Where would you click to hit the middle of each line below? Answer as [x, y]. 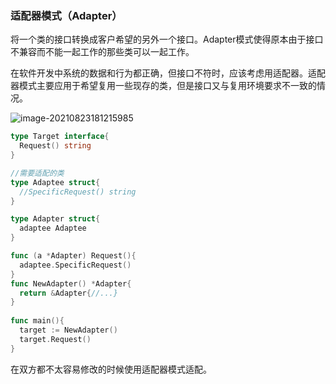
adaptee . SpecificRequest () [75, 265]
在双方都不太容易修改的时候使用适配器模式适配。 [111, 369]
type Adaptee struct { [55, 182]
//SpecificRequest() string [78, 192]
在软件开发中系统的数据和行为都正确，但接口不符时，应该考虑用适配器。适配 [168, 73]
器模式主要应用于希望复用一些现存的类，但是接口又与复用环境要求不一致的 [163, 86]
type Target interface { [60, 137]
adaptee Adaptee [53, 228]
